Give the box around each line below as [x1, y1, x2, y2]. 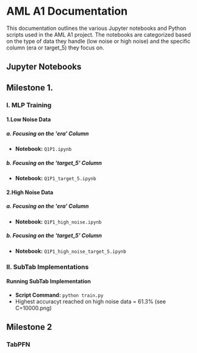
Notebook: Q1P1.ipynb [15, 145, 72, 153]
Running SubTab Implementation [6, 278, 91, 285]
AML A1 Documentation [6, 4, 128, 18]
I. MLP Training [6, 101, 52, 109]
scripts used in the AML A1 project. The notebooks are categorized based [6, 31, 191, 38]
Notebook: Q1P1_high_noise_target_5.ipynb [15, 247, 126, 255]
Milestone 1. [6, 82, 54, 93]
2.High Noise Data [6, 188, 54, 196]
